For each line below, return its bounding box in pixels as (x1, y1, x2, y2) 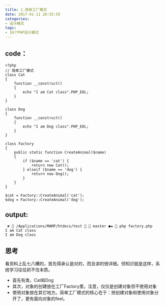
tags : (5, 26, 16, 31)
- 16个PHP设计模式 (5, 30, 39, 35)
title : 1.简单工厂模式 (5, 7, 47, 12)
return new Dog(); (31, 171, 69, 176)
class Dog (5, 107, 26, 112)
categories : (5, 16, 29, 21)
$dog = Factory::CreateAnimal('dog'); (5, 197, 84, 202)
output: (5, 211, 28, 219)
